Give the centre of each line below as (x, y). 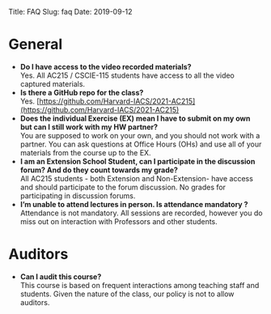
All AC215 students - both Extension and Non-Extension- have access (136, 178)
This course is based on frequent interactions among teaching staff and (140, 285)
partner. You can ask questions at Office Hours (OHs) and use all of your (141, 144)
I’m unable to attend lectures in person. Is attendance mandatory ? (134, 204)
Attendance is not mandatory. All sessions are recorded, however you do (141, 213)
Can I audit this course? (61, 276)
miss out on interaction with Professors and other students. (119, 221)
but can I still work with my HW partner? (89, 127)
